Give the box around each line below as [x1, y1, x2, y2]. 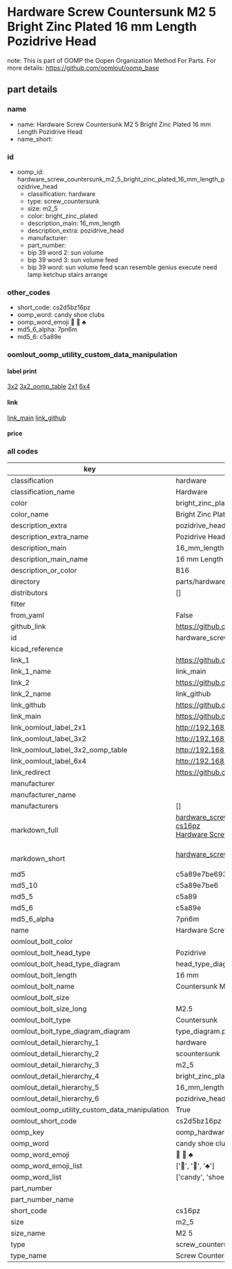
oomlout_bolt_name [10, 982, 75, 991]
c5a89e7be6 [175, 881, 219, 891]
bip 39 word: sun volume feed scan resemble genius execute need [27, 263, 217, 271]
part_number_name [10, 1195, 74, 1205]
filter [10, 599, 26, 609]
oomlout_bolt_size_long [10, 1004, 88, 1014]
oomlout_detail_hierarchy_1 [10, 1038, 99, 1047]
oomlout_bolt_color [10, 937, 73, 947]
